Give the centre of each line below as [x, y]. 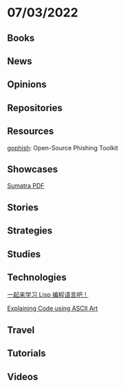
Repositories [35, 108]
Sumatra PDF [26, 186]
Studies [24, 254]
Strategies [30, 231]
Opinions [27, 85]
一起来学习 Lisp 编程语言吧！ [48, 295]
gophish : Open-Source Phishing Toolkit [63, 148]
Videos [23, 376]
